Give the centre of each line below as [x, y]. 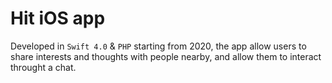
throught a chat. [43, 67]
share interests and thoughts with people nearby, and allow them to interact [166, 56]
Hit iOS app [58, 18]
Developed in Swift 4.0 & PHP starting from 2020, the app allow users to [158, 46]
